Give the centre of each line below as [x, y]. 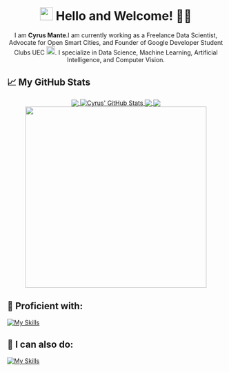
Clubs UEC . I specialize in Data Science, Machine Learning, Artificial [116, 52]
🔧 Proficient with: [45, 306]
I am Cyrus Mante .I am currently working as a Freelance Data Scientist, [116, 35]
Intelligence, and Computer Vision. [116, 59]
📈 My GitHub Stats [49, 82]
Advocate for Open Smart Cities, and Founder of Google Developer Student [116, 42]
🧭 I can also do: [40, 344]
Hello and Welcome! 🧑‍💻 [123, 16]
